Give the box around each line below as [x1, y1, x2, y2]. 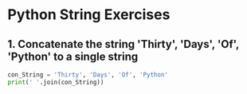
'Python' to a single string [7, 49, 139, 63]
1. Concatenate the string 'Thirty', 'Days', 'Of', [7, 37, 240, 51]
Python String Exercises [7, 6, 171, 24]
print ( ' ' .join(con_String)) [7, 78, 104, 86]
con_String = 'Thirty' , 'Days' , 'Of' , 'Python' [7, 71, 169, 79]
